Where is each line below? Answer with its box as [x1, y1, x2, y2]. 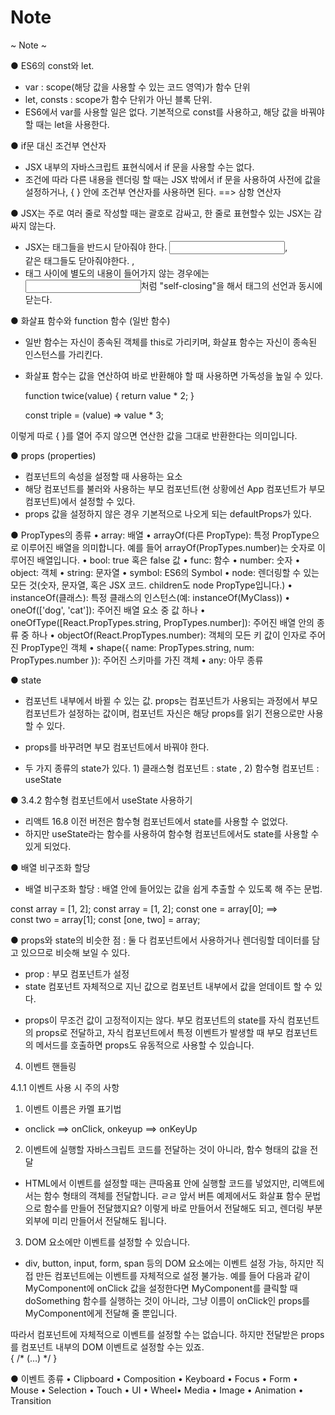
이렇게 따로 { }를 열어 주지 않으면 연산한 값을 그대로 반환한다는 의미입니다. [10, 429, 298, 441]
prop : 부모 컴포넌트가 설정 [24, 967, 130, 980]
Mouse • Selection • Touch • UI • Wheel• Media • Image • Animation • [10, 1384, 304, 1396]
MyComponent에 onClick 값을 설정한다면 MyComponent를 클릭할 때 [24, 1282, 298, 1294]
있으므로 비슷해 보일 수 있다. [20, 946, 131, 958]
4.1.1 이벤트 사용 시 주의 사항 [10, 1081, 120, 1093]
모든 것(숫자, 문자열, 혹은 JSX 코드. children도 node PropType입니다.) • [10, 579, 293, 591]
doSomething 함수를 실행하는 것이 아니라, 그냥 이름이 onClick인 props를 [24, 1294, 311, 1306]
